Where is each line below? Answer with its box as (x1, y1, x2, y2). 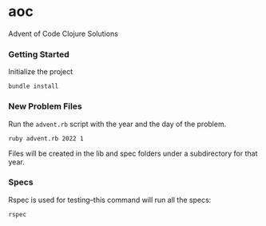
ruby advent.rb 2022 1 (8, 134, 84, 142)
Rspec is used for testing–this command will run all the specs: (8, 195, 212, 204)
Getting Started (8, 49, 69, 60)
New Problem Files (8, 101, 82, 112)
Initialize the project (8, 67, 73, 77)
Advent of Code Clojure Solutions (8, 29, 118, 38)
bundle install (8, 82, 59, 90)
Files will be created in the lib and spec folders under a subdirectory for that (8, 149, 258, 158)
